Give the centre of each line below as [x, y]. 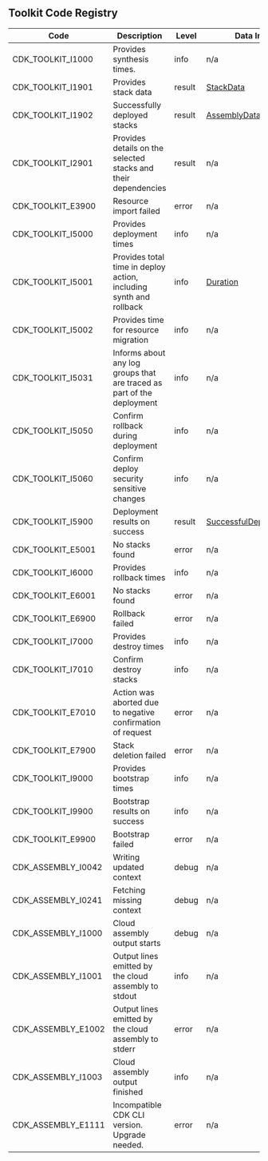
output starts [137, 943]
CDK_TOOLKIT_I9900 [53, 811]
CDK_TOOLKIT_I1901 [53, 87]
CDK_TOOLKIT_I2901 [53, 163]
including [130, 287]
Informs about [139, 352]
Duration [223, 281]
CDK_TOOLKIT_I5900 [53, 521]
